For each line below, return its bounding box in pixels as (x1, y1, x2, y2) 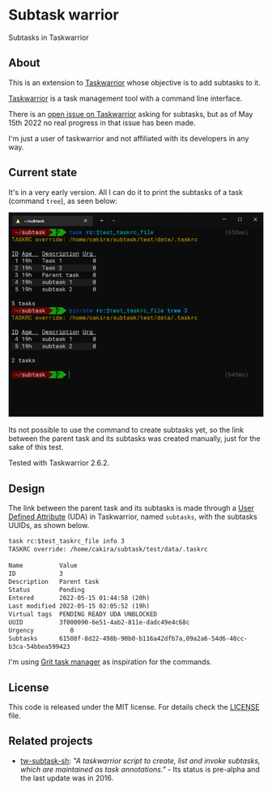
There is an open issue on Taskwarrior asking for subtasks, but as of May (8, 109, 253, 119)
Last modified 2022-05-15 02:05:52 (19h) (8, 603, 151, 611)
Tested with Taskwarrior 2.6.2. (8, 458, 110, 468)
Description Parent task (8, 578, 100, 586)
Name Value (8, 562, 79, 570)
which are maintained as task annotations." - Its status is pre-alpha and (19, 764, 261, 774)
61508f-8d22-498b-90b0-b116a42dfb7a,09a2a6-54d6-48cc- (59, 635, 249, 643)
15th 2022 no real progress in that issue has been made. (8, 118, 196, 128)
